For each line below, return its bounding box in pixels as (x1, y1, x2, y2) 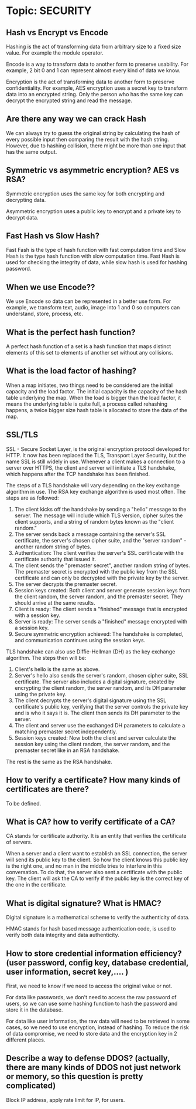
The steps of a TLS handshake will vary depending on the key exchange (6, 481, 180, 488)
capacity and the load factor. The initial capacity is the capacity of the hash (6, 387, 188, 395)
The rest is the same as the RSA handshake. (6, 758, 112, 765)
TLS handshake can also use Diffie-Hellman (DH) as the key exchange (6, 648, 176, 655)
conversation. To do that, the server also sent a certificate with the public (6, 869, 183, 876)
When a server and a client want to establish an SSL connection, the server (6, 850, 187, 857)
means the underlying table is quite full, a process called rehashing (6, 400, 168, 407)
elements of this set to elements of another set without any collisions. (6, 349, 174, 356)
